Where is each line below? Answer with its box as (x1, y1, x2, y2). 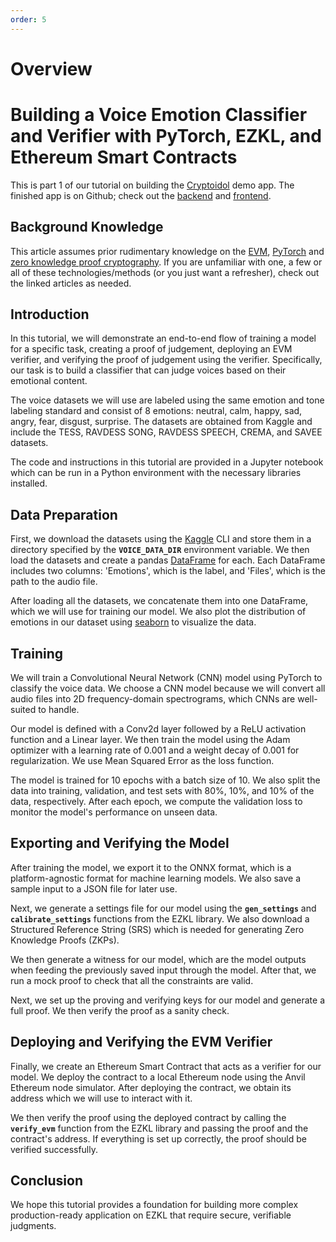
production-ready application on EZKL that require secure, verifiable (10, 1209, 292, 1221)
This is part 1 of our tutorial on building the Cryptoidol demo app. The (10, 179, 295, 191)
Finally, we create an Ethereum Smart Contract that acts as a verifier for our (10, 1060, 322, 1072)
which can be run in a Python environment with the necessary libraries (10, 467, 302, 479)
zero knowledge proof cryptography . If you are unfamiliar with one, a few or (10, 256, 323, 268)
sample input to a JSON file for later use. (10, 882, 178, 895)
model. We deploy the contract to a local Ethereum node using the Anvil (10, 1071, 306, 1083)
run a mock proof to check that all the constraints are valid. (10, 974, 254, 986)
